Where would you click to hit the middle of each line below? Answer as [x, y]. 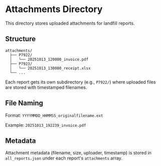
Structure [21, 39]
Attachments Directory [54, 9]
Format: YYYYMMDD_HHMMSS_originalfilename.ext [54, 115]
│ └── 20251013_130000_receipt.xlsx [50, 68]
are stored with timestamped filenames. [46, 87]
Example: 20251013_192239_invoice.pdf [46, 125]
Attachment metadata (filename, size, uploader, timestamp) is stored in [78, 153]
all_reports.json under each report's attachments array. [64, 158]
